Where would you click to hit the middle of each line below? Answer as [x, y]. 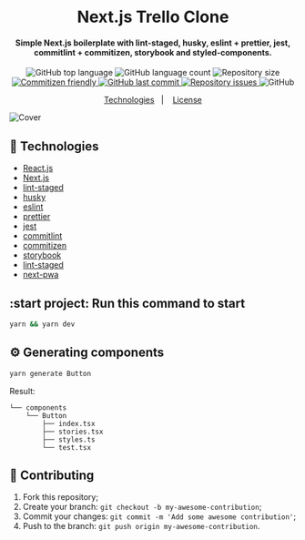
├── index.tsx [69, 423]
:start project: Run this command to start [127, 303]
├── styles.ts [69, 439]
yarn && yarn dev [42, 324]
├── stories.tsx [73, 432]
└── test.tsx [67, 447]
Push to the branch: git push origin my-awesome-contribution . [141, 526]
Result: [22, 391]
